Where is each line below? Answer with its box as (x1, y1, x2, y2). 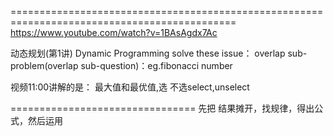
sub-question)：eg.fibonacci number (80, 60, 233, 71)
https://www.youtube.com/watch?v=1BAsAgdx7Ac (10, 27, 218, 38)
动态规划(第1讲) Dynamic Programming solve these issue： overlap (10, 47, 286, 59)
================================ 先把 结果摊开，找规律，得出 (10, 102, 315, 114)
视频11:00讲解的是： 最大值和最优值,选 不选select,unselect (10, 81, 250, 93)
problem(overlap (10, 60, 79, 71)
